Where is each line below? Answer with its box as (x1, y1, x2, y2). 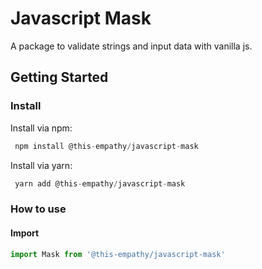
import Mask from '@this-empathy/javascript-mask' (10, 249, 226, 259)
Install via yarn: (10, 159, 73, 171)
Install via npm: (10, 122, 73, 134)
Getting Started (10, 69, 109, 86)
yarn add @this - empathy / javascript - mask (14, 178, 186, 189)
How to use (10, 202, 67, 216)
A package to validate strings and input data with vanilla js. (10, 40, 253, 52)
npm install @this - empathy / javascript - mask (14, 141, 199, 151)
